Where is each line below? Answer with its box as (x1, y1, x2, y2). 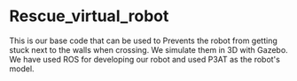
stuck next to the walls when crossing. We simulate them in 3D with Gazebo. (9, 44, 288, 55)
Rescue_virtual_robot (9, 6, 169, 26)
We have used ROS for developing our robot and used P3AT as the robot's (9, 54, 281, 64)
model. (9, 63, 35, 74)
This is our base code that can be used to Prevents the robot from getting (9, 35, 277, 46)
